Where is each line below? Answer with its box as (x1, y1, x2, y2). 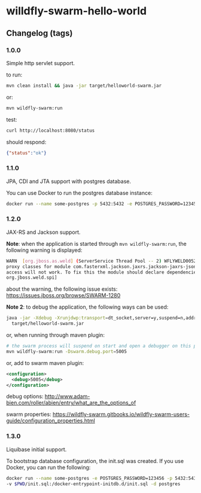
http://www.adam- (44, 393, 90, 400)
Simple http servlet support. (6, 59, 75, 66)
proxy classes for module (6, 263, 71, 270)
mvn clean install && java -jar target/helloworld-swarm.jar (6, 83, 162, 89)
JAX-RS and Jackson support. (6, 229, 81, 236)
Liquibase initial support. (6, 446, 67, 453)
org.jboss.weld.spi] (6, 275, 58, 281)
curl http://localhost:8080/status (6, 127, 95, 133)
